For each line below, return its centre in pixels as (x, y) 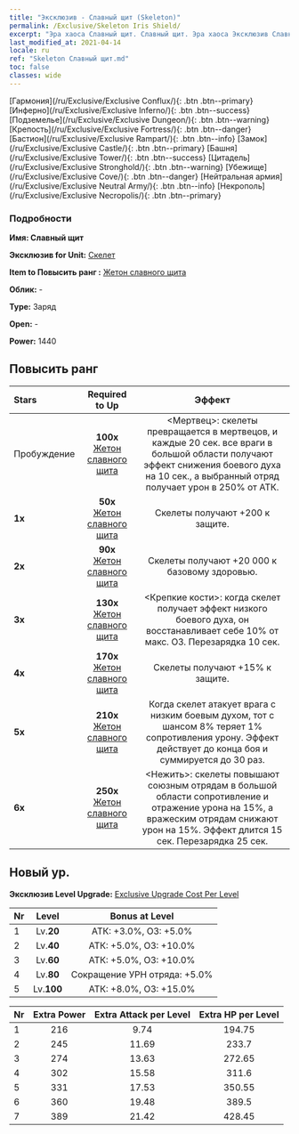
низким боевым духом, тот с (212, 715)
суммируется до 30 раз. (212, 759)
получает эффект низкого (213, 608)
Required (107, 394)
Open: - (24, 324)
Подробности (40, 218)
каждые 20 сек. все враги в (212, 442)
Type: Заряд (33, 307)
